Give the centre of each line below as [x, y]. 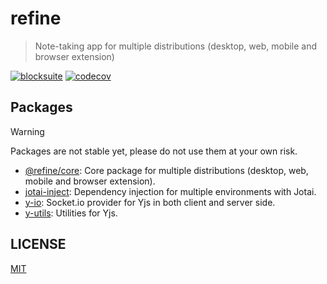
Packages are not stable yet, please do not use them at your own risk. [154, 151]
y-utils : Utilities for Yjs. [71, 213]
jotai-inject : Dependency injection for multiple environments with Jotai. [170, 191]
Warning [27, 131]
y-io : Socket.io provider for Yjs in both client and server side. [150, 202]
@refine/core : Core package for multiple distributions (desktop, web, [166, 170]
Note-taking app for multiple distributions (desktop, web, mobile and [176, 46]
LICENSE [38, 244]
